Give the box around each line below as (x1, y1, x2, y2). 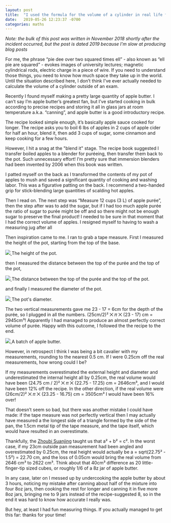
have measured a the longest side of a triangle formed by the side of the (5, 418, 157, 424)
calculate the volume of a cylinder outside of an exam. (5, 83, 119, 90)
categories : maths (5, 21, 44, 27)
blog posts (5, 46, 28, 52)
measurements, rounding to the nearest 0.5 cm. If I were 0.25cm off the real (5, 354, 164, 360)
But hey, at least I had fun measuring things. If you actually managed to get (5, 507, 163, 513)
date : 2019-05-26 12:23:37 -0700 (5, 17, 81, 22)
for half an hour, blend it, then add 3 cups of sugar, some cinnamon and (5, 130, 156, 136)
